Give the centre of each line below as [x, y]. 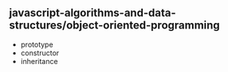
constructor [40, 53]
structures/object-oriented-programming [114, 26]
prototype [37, 44]
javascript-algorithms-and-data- [92, 13]
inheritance [39, 61]
